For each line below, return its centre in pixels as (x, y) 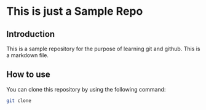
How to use (28, 75)
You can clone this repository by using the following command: (86, 89)
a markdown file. (28, 55)
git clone (19, 100)
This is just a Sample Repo (75, 11)
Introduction (31, 34)
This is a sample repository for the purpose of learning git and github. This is (103, 49)
